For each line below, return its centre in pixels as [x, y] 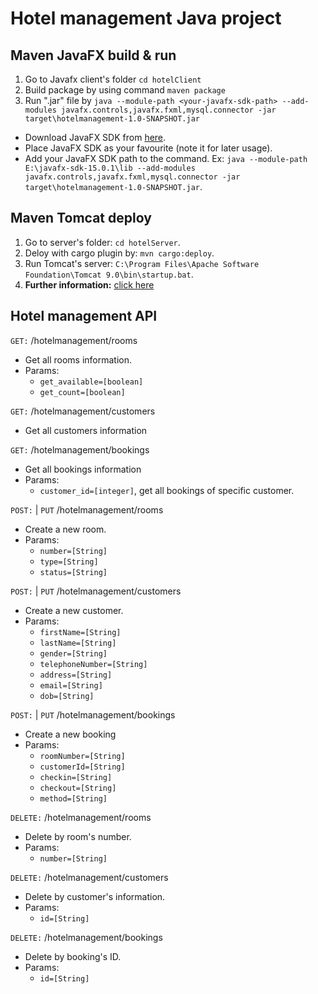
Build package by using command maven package [125, 90]
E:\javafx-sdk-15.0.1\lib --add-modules [110, 168]
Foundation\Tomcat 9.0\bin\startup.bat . [109, 274]
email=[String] [71, 685]
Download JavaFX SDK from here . [95, 137]
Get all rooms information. [78, 359]
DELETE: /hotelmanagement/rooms [81, 817]
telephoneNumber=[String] [93, 664]
